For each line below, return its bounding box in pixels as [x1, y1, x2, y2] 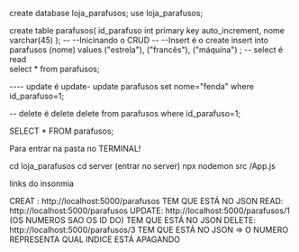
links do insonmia [9, 178, 75, 189]
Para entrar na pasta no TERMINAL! [9, 144, 141, 154]
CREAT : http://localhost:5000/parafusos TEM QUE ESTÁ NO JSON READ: [9, 196, 284, 206]
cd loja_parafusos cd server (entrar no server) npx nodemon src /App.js [9, 161, 276, 171]
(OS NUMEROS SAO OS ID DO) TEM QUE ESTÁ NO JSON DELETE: [9, 215, 257, 225]
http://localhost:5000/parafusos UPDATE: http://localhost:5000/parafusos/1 [9, 205, 290, 216]
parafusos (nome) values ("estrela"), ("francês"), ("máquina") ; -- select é [9, 44, 284, 55]
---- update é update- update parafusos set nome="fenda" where [9, 81, 255, 91]
